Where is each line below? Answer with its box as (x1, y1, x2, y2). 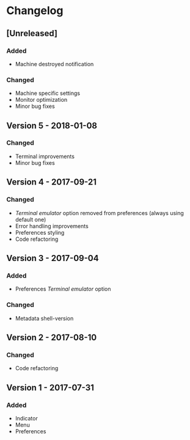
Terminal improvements (15, 153, 75, 160)
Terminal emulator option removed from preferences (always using (15, 209, 185, 216)
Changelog (6, 4, 64, 18)
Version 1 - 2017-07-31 (6, 382, 95, 393)
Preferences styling (15, 229, 65, 236)
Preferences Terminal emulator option (15, 286, 111, 293)
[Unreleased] (6, 28, 58, 39)
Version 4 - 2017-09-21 (6, 177, 97, 188)
